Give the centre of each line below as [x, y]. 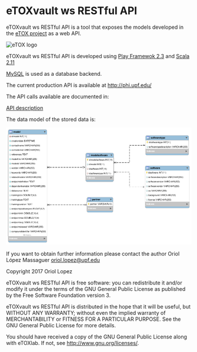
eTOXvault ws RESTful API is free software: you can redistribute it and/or [94, 283]
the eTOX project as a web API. [44, 33]
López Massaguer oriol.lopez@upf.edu [53, 260]
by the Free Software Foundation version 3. [58, 295]
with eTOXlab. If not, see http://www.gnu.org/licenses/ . [73, 343]
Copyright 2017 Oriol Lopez [39, 271]
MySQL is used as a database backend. [54, 73]
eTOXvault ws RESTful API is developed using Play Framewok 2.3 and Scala [98, 56]
